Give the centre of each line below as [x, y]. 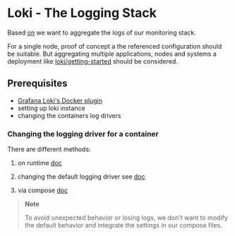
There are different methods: [49, 149]
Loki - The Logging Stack [82, 13]
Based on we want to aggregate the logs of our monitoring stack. [102, 33]
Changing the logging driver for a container [83, 134]
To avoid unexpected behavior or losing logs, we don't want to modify [126, 218]
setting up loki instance [52, 108]
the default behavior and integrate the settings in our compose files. [123, 225]
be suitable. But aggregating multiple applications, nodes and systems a [112, 54]
